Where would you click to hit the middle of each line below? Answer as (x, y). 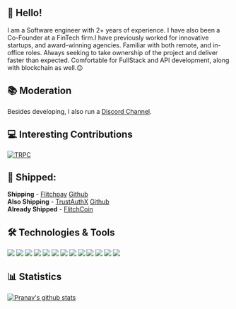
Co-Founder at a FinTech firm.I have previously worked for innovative (108, 37)
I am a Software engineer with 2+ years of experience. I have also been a (114, 30)
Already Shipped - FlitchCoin (50, 209)
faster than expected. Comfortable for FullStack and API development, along (118, 60)
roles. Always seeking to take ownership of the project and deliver (122, 52)
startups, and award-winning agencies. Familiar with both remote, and (110, 45)
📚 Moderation (40, 91)
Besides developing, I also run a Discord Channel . (79, 111)
